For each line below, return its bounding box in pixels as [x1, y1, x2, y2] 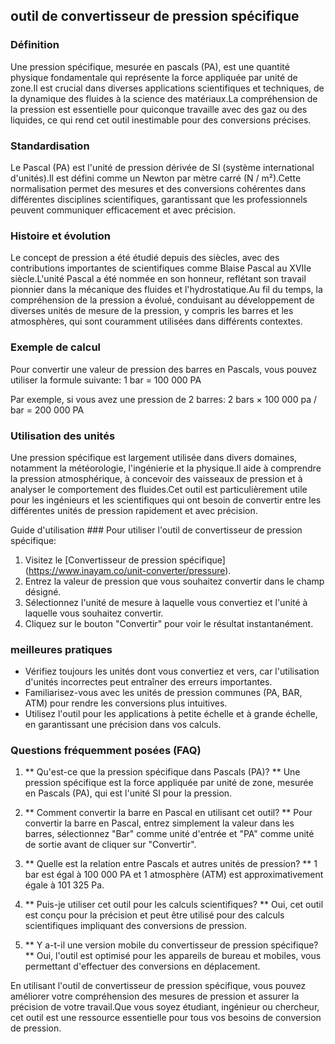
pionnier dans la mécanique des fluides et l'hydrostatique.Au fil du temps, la [10, 284, 323, 296]
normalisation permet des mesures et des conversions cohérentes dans [10, 182, 307, 194]
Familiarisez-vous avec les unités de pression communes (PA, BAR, [24, 687, 303, 699]
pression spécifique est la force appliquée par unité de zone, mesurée [24, 777, 314, 789]
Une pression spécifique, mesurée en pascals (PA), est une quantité [10, 60, 290, 73]
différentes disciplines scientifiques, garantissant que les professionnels [10, 193, 308, 205]
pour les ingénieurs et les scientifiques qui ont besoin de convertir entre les [10, 494, 322, 506]
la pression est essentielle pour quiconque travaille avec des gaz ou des [10, 103, 308, 115]
